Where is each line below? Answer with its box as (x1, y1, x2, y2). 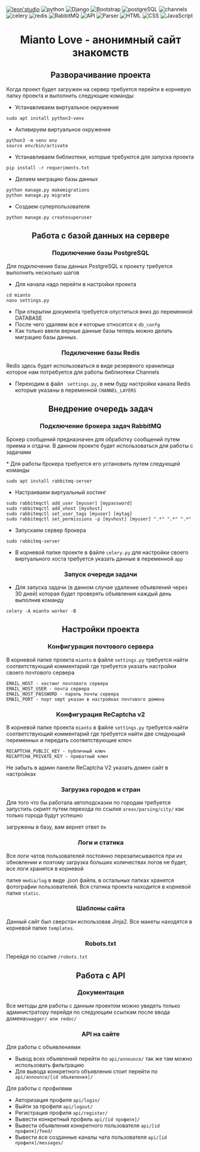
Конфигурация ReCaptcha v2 (56, 710, 146, 718)
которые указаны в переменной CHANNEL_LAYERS (14, 386, 137, 394)
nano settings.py (6, 297, 50, 303)
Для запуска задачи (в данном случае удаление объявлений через (14, 584, 187, 591)
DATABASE (14, 314, 43, 322)
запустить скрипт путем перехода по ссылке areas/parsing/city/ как (6, 805, 184, 812)
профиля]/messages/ (14, 1140, 64, 1146)
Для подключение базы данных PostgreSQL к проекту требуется (6, 262, 172, 270)
